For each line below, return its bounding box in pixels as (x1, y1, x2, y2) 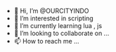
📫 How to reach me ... (13, 37, 79, 45)
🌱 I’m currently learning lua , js (13, 22, 103, 30)
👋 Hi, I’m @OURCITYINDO (13, 7, 89, 15)
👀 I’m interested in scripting (13, 14, 94, 22)
